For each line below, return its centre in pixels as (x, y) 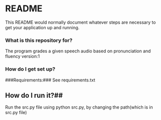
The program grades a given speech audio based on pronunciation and (78, 51)
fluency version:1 (23, 56)
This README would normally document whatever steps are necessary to (80, 22)
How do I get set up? (30, 69)
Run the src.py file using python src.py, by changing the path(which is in (79, 107)
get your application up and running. (42, 27)
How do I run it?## (34, 95)
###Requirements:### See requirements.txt (50, 80)
